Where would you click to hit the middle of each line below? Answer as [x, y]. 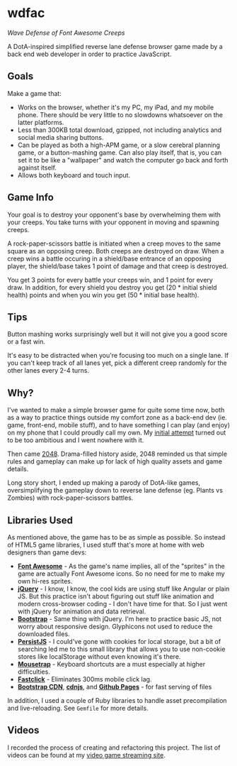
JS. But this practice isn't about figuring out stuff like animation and [116, 596]
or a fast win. [27, 341]
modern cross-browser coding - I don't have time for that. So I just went [122, 604]
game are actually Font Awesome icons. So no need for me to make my [121, 574]
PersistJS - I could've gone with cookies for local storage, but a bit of [119, 641]
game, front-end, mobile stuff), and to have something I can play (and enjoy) [119, 425]
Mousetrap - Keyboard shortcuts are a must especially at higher [111, 664]
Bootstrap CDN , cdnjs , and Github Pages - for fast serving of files [115, 687]
